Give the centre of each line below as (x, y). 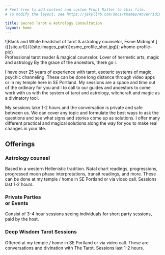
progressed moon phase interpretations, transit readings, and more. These (81, 174)
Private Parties (23, 197)
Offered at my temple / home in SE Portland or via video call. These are (77, 242)
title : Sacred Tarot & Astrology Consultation (54, 23)
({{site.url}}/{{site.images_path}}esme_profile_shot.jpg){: (63, 47)
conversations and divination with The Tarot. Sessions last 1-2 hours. (75, 248)
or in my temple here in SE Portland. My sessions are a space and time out (80, 83)
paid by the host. (22, 219)
